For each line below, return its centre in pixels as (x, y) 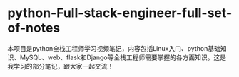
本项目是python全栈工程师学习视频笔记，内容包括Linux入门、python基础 (114, 48)
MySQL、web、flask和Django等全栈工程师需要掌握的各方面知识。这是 (123, 57)
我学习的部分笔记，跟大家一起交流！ (61, 66)
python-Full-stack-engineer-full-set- (120, 13)
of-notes (34, 28)
